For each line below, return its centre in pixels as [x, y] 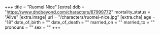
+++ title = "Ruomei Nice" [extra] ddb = [45, 7]
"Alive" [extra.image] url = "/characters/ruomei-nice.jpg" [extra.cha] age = [80, 17]
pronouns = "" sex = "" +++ [33, 27]
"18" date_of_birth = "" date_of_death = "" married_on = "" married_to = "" [80, 22]
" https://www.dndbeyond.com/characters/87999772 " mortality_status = [78, 12]
